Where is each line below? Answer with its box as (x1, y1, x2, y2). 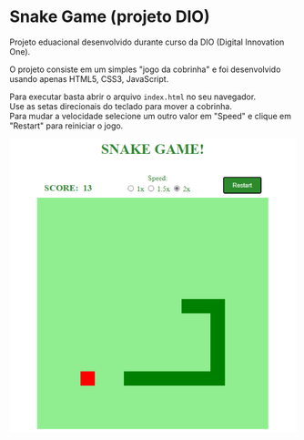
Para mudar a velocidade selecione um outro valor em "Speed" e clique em (9, 110, 291, 121)
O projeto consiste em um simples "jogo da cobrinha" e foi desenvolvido (9, 64, 281, 75)
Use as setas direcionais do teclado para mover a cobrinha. (9, 100, 232, 111)
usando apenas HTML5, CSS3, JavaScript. (9, 73, 169, 84)
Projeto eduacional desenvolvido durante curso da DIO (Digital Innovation (9, 36, 285, 47)
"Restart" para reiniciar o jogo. (9, 120, 124, 131)
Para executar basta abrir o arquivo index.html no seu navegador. (9, 91, 257, 102)
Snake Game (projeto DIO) (9, 6, 210, 27)
